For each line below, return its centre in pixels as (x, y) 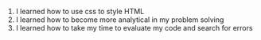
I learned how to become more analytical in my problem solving (120, 20)
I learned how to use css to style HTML (80, 11)
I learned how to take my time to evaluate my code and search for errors (134, 28)
